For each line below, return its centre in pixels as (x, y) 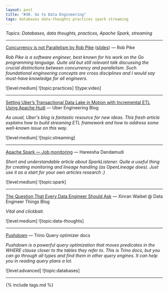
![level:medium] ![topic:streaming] (40, 138)
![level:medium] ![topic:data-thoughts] (45, 221)
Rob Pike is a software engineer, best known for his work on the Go (75, 57)
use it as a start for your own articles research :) (55, 172)
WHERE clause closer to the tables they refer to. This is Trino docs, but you (83, 251)
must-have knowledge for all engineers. (47, 78)
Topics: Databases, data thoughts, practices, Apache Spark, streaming (79, 33)
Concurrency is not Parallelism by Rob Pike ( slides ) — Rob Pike (70, 47)
